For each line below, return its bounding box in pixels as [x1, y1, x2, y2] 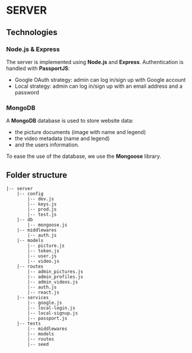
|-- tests [17, 320, 41, 326]
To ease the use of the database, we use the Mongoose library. [6, 152, 161, 160]
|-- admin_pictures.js [27, 268, 84, 275]
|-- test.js [27, 211, 57, 217]
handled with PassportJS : [6, 65, 70, 72]
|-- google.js [27, 300, 62, 306]
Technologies [6, 27, 58, 37]
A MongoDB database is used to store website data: [6, 117, 134, 125]
